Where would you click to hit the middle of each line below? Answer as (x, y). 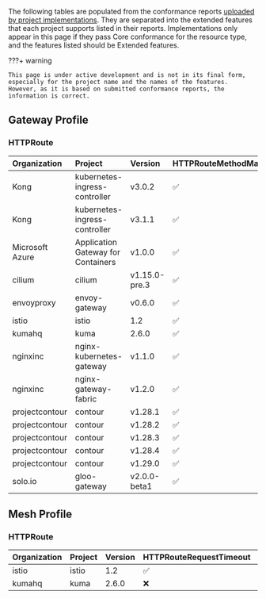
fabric (86, 398)
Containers (95, 262)
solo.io (25, 481)
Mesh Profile (40, 515)
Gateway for (98, 252)
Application (96, 242)
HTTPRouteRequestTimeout (197, 557)
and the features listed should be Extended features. (94, 45)
